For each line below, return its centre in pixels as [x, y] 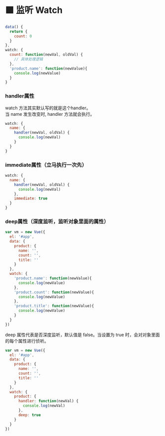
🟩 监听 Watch [34, 10]
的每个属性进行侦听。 [27, 341]
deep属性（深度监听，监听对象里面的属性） [57, 221]
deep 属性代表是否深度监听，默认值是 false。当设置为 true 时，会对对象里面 [82, 335]
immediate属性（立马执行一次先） [46, 165]
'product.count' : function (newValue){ [54, 292]
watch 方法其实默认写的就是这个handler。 [48, 108]
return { [19, 31]
